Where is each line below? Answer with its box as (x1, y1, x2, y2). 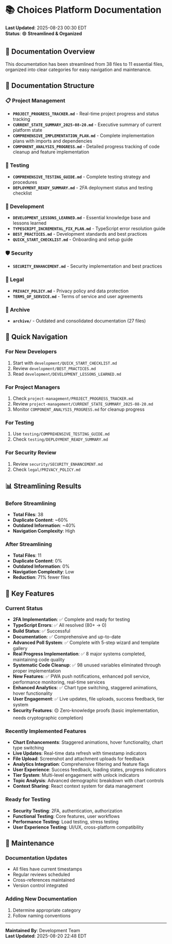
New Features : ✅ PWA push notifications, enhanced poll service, (12, 673, 150, 679)
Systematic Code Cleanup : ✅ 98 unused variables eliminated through (12, 662, 161, 668)
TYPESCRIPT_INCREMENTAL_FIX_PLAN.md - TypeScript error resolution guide (12, 225, 165, 232)
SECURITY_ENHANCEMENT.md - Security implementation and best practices (12, 263, 162, 269)
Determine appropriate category (12, 907, 81, 913)
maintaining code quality (12, 657, 65, 663)
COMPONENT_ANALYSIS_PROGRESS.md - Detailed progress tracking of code (12, 144, 160, 150)
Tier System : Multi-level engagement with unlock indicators (12, 772, 140, 778)
